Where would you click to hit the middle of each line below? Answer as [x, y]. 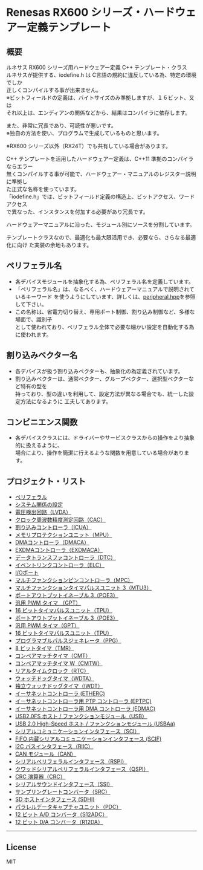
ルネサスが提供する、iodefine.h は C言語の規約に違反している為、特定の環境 [101, 75]
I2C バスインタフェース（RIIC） [54, 747]
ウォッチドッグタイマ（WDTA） [55, 678]
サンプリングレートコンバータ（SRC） [63, 792]
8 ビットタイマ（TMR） [44, 648]
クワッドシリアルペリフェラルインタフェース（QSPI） [82, 769]
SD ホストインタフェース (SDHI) [55, 799]
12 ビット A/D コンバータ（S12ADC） [61, 814]
